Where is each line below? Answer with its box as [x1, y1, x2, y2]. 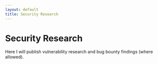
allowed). [5, 54, 24, 60]
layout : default [5, 7, 39, 12]
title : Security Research [5, 12, 58, 17]
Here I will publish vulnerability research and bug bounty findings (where [5, 49, 153, 55]
